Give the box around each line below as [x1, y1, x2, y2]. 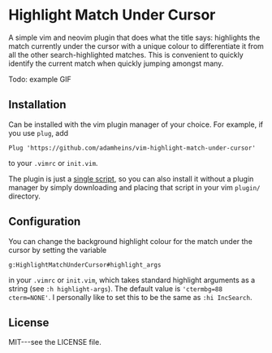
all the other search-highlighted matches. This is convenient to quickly [8, 50, 244, 59]
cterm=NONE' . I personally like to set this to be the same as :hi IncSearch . [8, 292, 253, 302]
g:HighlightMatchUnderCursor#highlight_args [8, 260, 162, 269]
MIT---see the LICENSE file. [8, 338, 101, 347]
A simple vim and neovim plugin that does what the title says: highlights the [8, 33, 261, 42]
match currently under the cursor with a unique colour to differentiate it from [8, 41, 264, 50]
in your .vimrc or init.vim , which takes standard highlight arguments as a [8, 275, 256, 285]
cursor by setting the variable [8, 245, 107, 255]
